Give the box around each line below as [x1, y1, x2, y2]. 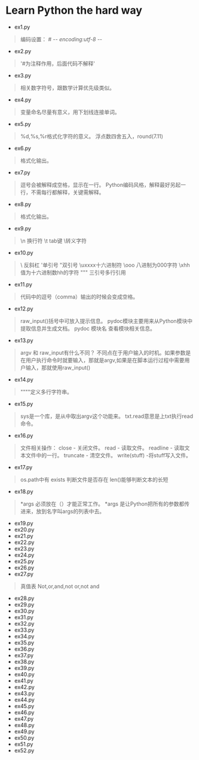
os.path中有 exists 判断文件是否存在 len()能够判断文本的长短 [20, 476, 169, 483]
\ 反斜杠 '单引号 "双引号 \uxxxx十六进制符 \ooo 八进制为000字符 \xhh [20, 261, 190, 269]
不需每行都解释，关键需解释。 [30, 189, 105, 196]
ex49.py [14, 728, 35, 735]
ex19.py [14, 519, 33, 527]
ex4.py [14, 96, 32, 103]
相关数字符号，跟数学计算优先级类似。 [20, 84, 115, 91]
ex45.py [14, 702, 35, 709]
